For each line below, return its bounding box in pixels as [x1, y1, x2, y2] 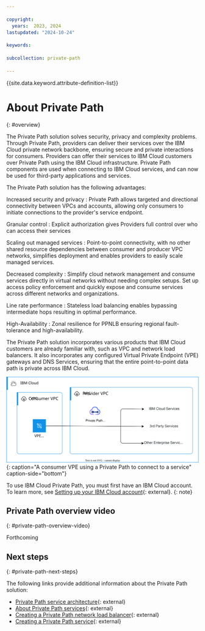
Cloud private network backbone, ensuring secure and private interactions [6, 146, 194, 153]
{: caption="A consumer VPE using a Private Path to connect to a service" [6, 463, 192, 470]
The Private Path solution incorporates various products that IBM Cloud [6, 338, 186, 346]
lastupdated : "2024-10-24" [6, 29, 75, 36]
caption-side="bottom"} [6, 469, 67, 477]
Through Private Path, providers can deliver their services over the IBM [6, 139, 185, 146]
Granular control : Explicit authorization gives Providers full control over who [6, 221, 198, 228]
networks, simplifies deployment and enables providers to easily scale [6, 252, 183, 259]
